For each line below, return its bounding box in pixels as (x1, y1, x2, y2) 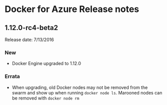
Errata (4, 73, 20, 80)
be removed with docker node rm (11, 95, 79, 101)
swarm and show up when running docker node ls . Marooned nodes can (11, 89, 162, 95)
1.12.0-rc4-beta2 (4, 23, 58, 32)
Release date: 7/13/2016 (4, 36, 54, 42)
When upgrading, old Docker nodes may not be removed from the (11, 84, 148, 90)
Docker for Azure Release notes (4, 3, 139, 15)
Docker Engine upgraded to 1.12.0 (11, 60, 81, 66)
